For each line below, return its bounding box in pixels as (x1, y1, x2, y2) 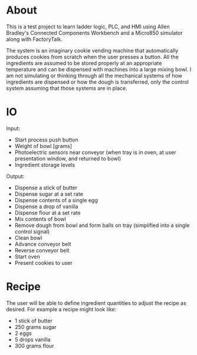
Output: (6, 172, 25, 180)
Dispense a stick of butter (14, 184, 78, 191)
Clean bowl (14, 234, 42, 241)
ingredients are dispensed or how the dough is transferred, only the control (6, 78, 189, 86)
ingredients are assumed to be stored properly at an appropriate (6, 60, 162, 67)
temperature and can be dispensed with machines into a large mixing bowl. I (6, 65, 192, 73)
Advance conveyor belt (14, 240, 72, 248)
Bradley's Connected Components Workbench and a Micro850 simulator (6, 29, 183, 36)
